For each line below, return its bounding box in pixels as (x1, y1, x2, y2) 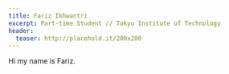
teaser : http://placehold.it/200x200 (15, 34, 142, 43)
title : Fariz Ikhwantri (8, 11, 88, 20)
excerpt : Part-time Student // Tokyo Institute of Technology (8, 19, 221, 27)
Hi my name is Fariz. (8, 56, 76, 66)
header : (8, 27, 35, 35)
